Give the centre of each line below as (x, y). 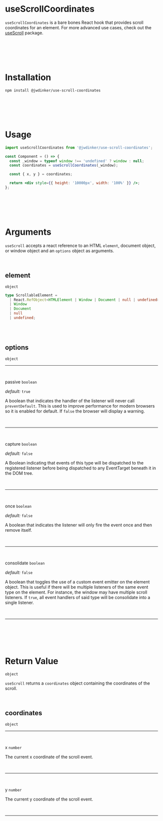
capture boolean (21, 444)
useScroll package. (24, 33)
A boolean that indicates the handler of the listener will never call (70, 401)
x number (13, 747)
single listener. (19, 602)
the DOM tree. (19, 473)
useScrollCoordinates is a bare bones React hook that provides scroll (74, 22)
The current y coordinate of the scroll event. (49, 799)
